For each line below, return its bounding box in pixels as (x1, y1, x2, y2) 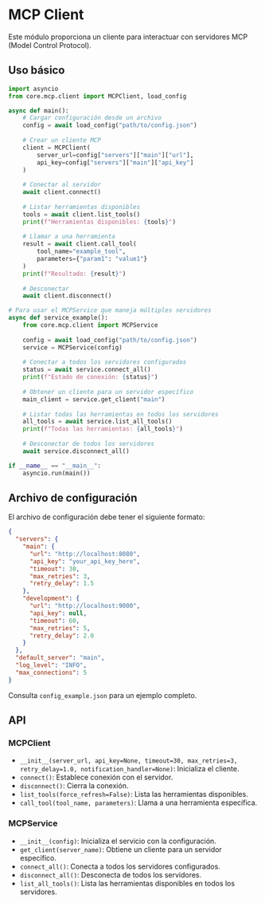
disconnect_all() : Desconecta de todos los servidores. (19, 869, 202, 879)
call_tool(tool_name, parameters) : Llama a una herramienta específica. (19, 798, 258, 807)
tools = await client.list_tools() (22, 210, 141, 219)
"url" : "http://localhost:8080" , (29, 550, 141, 558)
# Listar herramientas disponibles (22, 203, 141, 211)
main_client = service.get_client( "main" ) (22, 395, 166, 404)
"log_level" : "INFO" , (15, 661, 88, 669)
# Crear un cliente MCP (22, 136, 102, 144)
